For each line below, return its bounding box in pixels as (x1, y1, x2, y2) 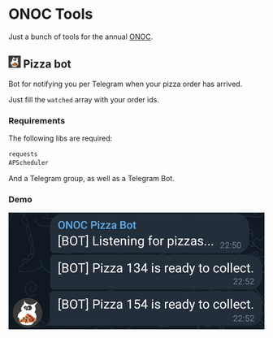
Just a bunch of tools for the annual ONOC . (8, 32, 154, 41)
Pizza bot (23, 58, 71, 71)
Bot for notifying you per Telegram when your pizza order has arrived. (8, 79, 243, 89)
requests (8, 150, 38, 158)
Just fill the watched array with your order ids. (8, 94, 160, 104)
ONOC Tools (8, 5, 93, 24)
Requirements (8, 115, 66, 126)
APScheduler (8, 158, 49, 167)
